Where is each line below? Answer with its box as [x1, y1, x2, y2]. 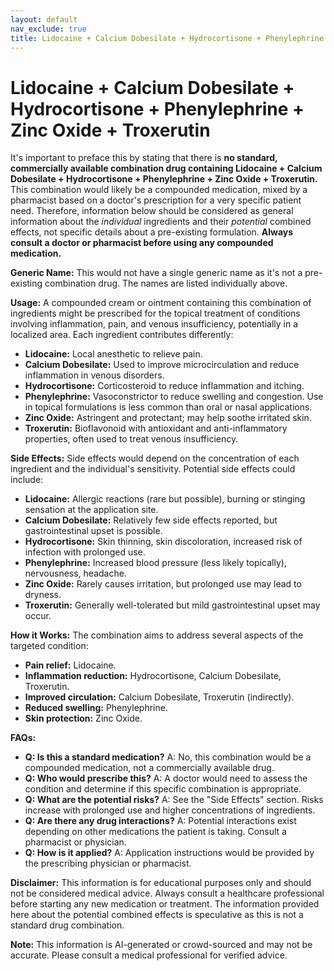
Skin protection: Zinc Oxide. [24, 712, 143, 725]
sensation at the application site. [24, 504, 159, 516]
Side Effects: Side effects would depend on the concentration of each [10, 452, 300, 465]
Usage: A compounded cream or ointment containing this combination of [10, 297, 312, 309]
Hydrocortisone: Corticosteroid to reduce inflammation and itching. [24, 380, 305, 392]
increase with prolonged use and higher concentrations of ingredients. [24, 804, 316, 816]
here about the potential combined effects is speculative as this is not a [10, 909, 304, 921]
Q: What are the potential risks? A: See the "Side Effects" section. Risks [24, 794, 324, 806]
